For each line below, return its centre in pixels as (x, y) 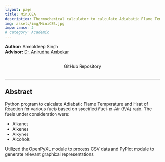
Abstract (19, 92)
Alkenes (20, 129)
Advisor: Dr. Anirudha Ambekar (37, 52)
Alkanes (20, 124)
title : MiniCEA (21, 14)
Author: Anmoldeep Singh (32, 46)
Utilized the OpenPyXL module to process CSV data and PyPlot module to (80, 149)
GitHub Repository (82, 66)
